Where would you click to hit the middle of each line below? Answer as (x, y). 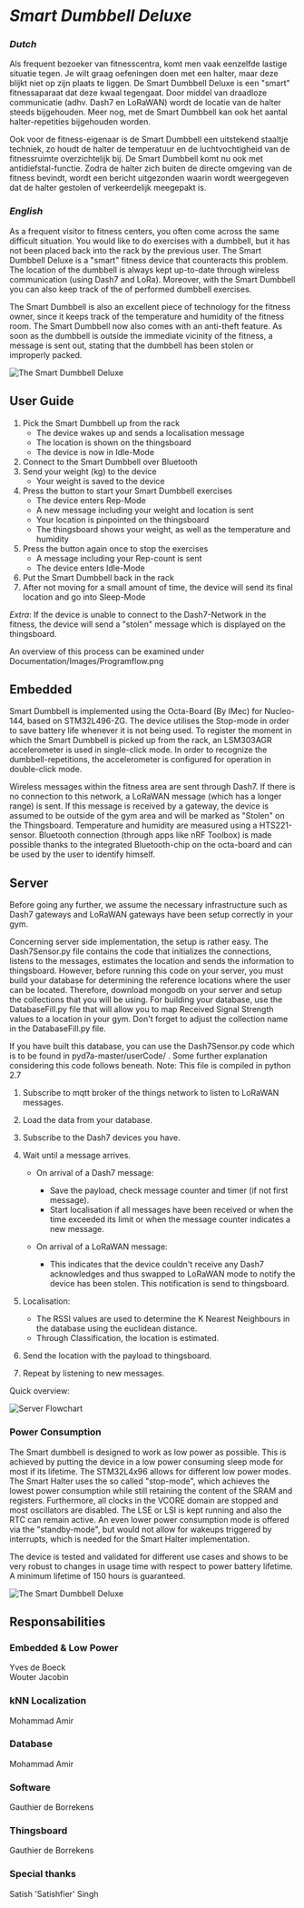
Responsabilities (58, 1621)
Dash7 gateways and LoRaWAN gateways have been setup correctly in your (151, 915)
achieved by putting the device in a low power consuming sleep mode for (147, 1461)
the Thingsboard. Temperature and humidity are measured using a (133, 825)
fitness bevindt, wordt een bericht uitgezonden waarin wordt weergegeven (149, 178)
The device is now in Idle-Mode (95, 452)
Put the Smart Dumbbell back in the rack (98, 577)
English (26, 212)
